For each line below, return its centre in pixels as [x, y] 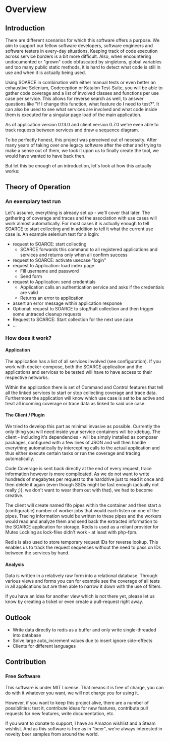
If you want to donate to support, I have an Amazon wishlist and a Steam [80, 723]
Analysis [15, 564]
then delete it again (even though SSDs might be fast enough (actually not [82, 485]
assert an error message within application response [67, 303]
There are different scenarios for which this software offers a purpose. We [82, 40]
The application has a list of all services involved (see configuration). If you [83, 361]
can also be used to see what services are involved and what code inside [81, 109]
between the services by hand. [37, 553]
